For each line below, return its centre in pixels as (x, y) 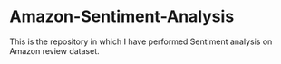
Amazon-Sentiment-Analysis (122, 17)
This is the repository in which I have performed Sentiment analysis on (141, 41)
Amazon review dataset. (54, 50)
